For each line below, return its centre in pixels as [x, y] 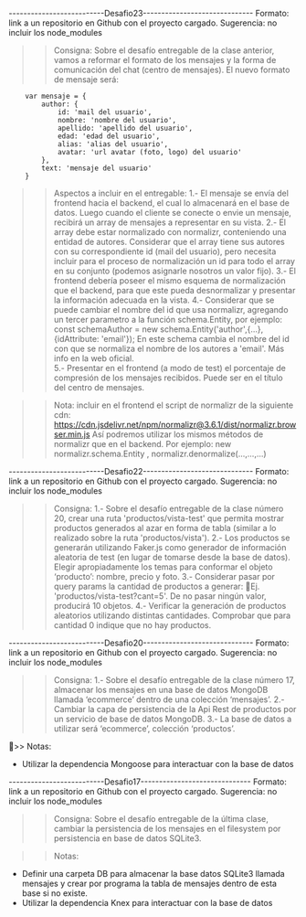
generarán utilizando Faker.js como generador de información [170, 547]
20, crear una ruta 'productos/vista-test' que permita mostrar [169, 518]
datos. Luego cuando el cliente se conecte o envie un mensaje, [172, 213]
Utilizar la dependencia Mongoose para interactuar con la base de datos [158, 764]
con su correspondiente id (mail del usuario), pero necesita [165, 251]
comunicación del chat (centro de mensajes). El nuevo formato [172, 69]
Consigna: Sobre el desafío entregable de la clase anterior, [164, 50]
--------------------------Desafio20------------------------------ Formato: [149, 643]
